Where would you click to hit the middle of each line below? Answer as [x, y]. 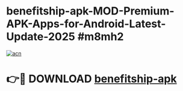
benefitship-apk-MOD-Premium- [90, 11]
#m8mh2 [101, 37]
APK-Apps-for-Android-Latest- [86, 24]
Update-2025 [41, 37]
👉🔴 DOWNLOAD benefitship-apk [91, 79]
